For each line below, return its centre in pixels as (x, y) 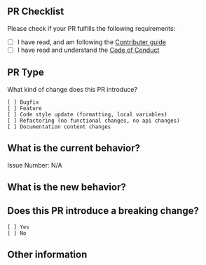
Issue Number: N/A (35, 165)
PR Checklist (36, 12)
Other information (47, 255)
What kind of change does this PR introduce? (73, 89)
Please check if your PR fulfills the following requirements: (91, 28)
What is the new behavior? (67, 187)
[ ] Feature (25, 108)
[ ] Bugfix (23, 102)
